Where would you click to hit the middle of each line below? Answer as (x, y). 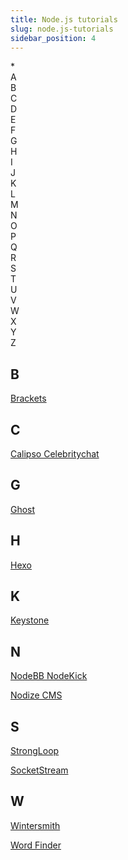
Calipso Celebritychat (55, 454)
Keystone (30, 620)
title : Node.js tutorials (64, 19)
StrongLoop (35, 751)
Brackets (28, 398)
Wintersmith (35, 825)
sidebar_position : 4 (53, 38)
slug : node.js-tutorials (62, 29)
